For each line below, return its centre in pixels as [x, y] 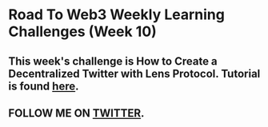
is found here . [44, 86]
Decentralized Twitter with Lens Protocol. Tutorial [134, 73]
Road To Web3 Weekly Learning [117, 15]
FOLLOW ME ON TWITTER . [76, 113]
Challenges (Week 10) [83, 32]
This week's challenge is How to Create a [113, 61]
